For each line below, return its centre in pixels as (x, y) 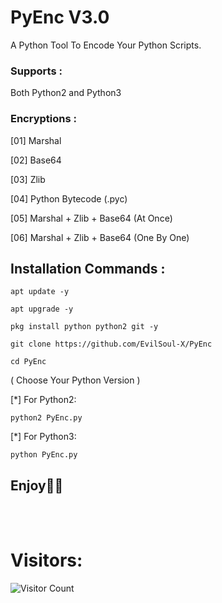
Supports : (36, 71)
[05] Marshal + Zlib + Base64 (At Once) (91, 218)
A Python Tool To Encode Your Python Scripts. (106, 45)
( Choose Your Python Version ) (75, 380)
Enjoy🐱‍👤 (37, 485)
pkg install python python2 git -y (84, 327)
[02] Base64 (36, 160)
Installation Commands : (88, 268)
